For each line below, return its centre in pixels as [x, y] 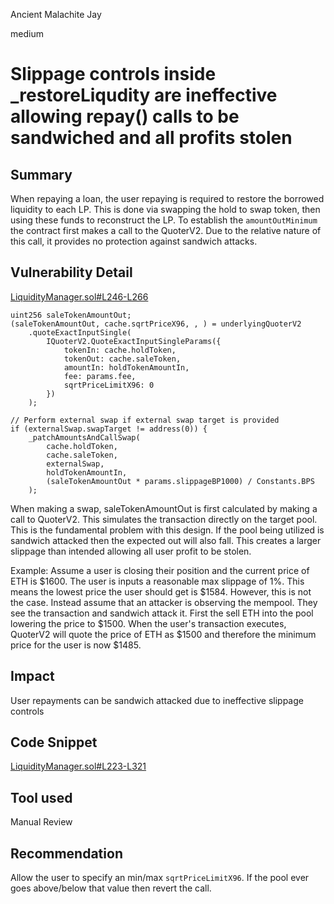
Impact [32, 676]
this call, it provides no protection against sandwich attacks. [134, 241]
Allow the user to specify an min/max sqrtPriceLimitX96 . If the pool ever [160, 878]
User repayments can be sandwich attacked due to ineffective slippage [157, 700]
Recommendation [66, 853]
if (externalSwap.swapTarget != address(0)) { [109, 429]
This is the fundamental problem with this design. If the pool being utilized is [167, 530]
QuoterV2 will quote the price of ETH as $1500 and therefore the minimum [163, 634]
